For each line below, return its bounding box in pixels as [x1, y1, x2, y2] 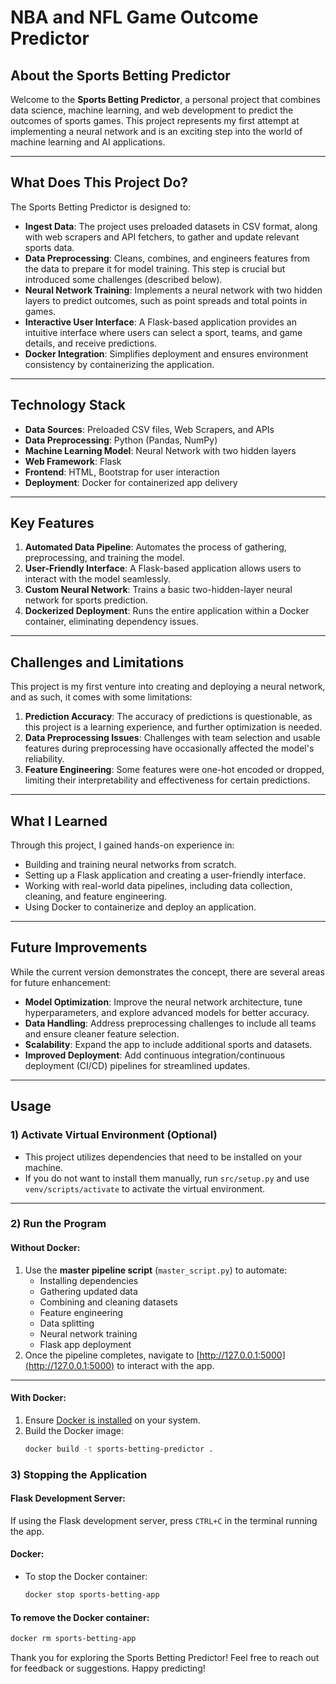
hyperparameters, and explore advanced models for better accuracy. [24, 1006, 310, 1018]
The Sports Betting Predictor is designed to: [10, 201, 192, 213]
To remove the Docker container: [10, 1611, 150, 1623]
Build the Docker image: [24, 1424, 125, 1436]
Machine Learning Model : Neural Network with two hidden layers [24, 444, 297, 456]
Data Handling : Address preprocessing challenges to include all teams [24, 1017, 317, 1029]
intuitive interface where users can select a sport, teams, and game [24, 326, 303, 338]
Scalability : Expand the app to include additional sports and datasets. [24, 1038, 313, 1050]
